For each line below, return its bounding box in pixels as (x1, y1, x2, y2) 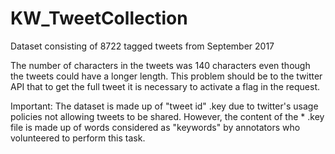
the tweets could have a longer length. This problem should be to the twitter (10, 70, 323, 82)
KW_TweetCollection (10, 7, 188, 30)
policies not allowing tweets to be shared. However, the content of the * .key (10, 110, 325, 122)
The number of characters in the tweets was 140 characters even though (10, 59, 311, 71)
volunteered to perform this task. (10, 132, 146, 144)
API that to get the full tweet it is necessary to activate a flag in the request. (10, 80, 321, 92)
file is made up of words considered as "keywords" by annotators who (10, 121, 301, 133)
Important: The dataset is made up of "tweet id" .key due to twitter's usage (10, 100, 319, 112)
